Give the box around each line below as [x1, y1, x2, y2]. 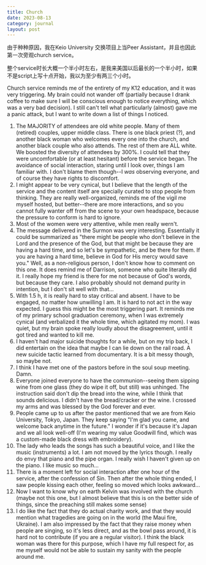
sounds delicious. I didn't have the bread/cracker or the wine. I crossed [15, 397, 196, 404]
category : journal [7, 20, 54, 26]
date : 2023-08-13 [7, 15, 51, 21]
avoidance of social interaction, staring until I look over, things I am [15, 162, 185, 169]
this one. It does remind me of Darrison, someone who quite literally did [15, 266, 197, 273]
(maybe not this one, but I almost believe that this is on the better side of [15, 494, 199, 502]
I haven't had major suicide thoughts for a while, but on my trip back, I [15, 338, 193, 345]
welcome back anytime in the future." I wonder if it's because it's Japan [15, 423, 197, 430]
